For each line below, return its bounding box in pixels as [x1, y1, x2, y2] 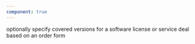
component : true [6, 8, 47, 15]
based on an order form [6, 31, 65, 39]
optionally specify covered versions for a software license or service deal [6, 25, 190, 33]
